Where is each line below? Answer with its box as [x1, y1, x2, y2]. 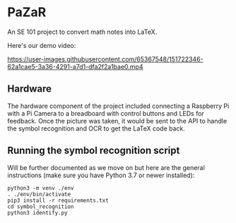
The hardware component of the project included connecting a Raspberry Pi [7, 102, 230, 110]
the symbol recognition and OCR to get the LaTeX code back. [7, 124, 186, 133]
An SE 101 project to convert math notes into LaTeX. [7, 28, 158, 36]
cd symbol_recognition [7, 203, 74, 210]
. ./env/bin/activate [7, 191, 71, 198]
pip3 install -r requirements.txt [7, 197, 110, 204]
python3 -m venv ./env [7, 184, 74, 191]
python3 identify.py [7, 209, 69, 216]
